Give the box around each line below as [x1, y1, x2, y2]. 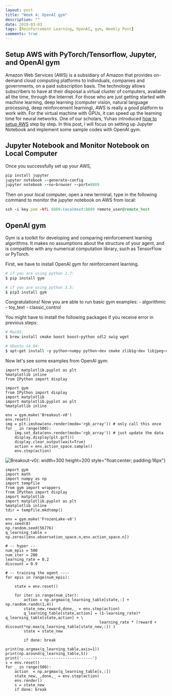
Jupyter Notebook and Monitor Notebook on [5, 141, 149, 150]
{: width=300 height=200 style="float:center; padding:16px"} [36, 457, 166, 463]
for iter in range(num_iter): [14, 592, 79, 598]
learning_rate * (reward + [99, 620, 157, 625]
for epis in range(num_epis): [5, 575, 70, 580]
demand [5, 77, 23, 84]
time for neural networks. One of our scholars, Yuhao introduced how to [5, 115, 157, 121]
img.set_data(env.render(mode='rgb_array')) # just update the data [14, 430, 164, 436]
